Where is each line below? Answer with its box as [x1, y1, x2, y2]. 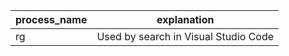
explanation [156, 13, 215, 26]
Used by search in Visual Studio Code [96, 30, 275, 43]
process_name [15, 13, 88, 26]
